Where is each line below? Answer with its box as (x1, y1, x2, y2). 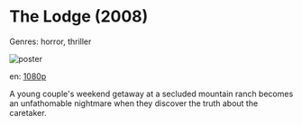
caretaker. (9, 107, 47, 118)
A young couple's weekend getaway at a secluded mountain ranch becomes (9, 88, 294, 99)
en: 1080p (9, 70, 47, 82)
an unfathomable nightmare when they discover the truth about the (9, 97, 259, 109)
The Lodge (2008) (9, 6, 149, 27)
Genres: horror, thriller (9, 36, 92, 47)
